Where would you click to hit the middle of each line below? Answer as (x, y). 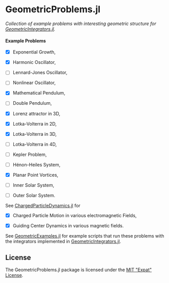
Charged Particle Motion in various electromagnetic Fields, (75, 216)
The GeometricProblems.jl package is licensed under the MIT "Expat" (79, 270)
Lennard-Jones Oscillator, (40, 73)
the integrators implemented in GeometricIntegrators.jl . (63, 242)
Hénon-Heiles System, (36, 164)
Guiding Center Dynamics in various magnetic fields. (68, 226)
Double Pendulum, (32, 103)
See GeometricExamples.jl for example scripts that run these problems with (85, 236)
